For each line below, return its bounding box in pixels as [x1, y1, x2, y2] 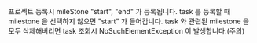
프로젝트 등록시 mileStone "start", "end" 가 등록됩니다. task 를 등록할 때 [8, 7, 231, 16]
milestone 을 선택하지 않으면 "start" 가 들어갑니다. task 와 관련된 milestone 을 [8, 16, 250, 26]
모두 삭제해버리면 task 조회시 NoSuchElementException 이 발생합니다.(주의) [8, 27, 245, 35]
